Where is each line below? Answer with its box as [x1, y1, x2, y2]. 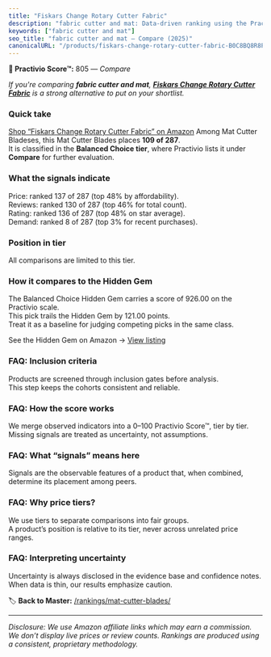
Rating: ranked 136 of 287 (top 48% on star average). [8, 208, 186, 218]
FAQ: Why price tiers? [8, 497, 96, 508]
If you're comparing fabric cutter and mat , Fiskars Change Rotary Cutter [8, 80, 256, 90]
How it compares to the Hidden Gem [8, 276, 153, 287]
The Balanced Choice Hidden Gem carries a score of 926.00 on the [8, 294, 232, 304]
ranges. [8, 533, 34, 542]
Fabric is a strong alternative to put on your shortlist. [8, 88, 185, 98]
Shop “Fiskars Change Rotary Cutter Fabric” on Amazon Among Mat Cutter [8, 127, 258, 137]
